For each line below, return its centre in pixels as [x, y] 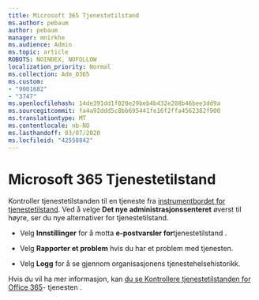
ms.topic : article [38, 52]
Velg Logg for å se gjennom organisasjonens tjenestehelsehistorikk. [130, 264]
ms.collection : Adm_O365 [49, 74]
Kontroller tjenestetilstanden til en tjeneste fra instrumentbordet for [117, 201]
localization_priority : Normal [60, 67]
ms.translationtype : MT [47, 118]
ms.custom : [26, 81]
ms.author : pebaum [38, 23]
